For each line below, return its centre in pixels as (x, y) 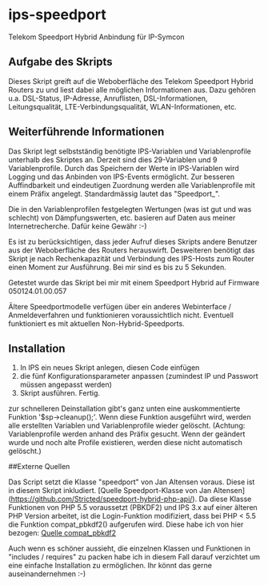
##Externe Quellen (39, 467)
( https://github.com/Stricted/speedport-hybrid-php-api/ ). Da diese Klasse (130, 499)
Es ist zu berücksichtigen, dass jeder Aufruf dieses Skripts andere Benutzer (133, 241)
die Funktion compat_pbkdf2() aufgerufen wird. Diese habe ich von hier (126, 524)
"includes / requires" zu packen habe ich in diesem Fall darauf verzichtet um (134, 557)
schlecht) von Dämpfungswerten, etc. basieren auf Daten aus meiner (122, 217)
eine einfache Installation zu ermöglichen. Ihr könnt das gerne (110, 566)
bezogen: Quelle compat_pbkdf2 (62, 533)
